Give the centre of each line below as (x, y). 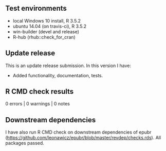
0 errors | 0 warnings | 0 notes (38, 104)
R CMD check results (40, 92)
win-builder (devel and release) (46, 31)
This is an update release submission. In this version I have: (68, 66)
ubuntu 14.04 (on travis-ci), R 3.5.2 (49, 26)
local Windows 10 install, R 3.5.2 (47, 20)
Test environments (36, 8)
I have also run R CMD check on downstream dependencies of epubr (78, 132)
